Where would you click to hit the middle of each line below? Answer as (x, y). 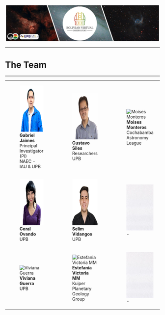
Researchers (85, 154)
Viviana (27, 278)
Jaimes (27, 140)
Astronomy (137, 138)
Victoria (81, 273)
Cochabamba (140, 132)
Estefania (82, 267)
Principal (28, 145)
